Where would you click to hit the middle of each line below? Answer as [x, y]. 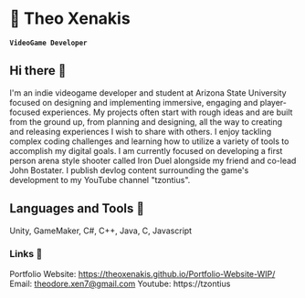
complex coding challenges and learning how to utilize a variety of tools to [149, 141]
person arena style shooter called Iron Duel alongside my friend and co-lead [153, 160]
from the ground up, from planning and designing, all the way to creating [146, 121]
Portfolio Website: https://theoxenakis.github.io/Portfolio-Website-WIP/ [142, 273]
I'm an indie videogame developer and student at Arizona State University [148, 92]
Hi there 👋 [38, 71]
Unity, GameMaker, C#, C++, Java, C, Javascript [101, 231]
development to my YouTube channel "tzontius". [100, 180]
